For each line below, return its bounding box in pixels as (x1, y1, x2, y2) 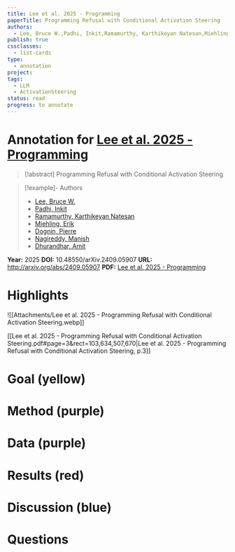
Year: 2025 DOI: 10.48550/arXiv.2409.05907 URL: (7, 255, 152, 264)
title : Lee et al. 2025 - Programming (7, 10, 120, 18)
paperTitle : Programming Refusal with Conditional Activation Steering (7, 17, 220, 24)
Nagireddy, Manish (34, 234, 90, 243)
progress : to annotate (7, 102, 73, 109)
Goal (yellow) (7, 371, 86, 386)
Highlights (7, 288, 69, 303)
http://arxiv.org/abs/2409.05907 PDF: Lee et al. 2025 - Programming (7, 262, 206, 271)
